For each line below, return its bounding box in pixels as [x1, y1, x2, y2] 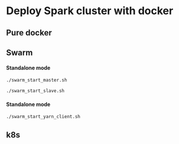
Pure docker [6, 28, 52, 38]
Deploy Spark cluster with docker [6, 4, 174, 18]
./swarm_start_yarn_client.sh [6, 114, 81, 120]
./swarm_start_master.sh [6, 77, 67, 83]
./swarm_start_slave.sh [6, 88, 65, 94]
